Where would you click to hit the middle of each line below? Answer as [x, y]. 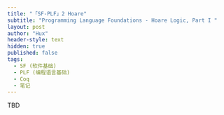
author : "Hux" [28, 33]
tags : [15, 60]
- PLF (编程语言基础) [42, 72]
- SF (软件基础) [35, 66]
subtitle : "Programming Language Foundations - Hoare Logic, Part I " [112, 20]
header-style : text [36, 40]
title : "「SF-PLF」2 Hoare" [47, 14]
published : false [33, 53]
